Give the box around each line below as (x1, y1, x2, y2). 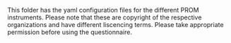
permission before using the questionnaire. (7, 28, 133, 36)
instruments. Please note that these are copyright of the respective (7, 13, 202, 21)
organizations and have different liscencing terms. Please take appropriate (7, 21, 224, 28)
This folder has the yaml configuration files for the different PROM (7, 6, 199, 14)
